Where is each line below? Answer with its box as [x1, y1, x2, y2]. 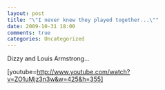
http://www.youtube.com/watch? [37, 68, 130, 76]
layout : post [7, 10, 45, 17]
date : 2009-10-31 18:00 [7, 23, 76, 30]
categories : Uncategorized [7, 36, 85, 43]
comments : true [7, 29, 51, 36]
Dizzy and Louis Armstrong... [7, 54, 90, 63]
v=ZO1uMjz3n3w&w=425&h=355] [7, 75, 104, 83]
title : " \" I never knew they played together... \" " [7, 16, 159, 23]
